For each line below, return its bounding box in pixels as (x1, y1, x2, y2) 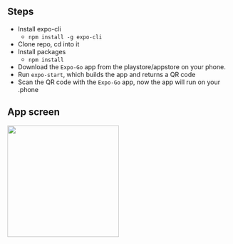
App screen (7, 106, 61, 118)
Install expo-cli (17, 24, 62, 33)
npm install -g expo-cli (28, 34, 103, 41)
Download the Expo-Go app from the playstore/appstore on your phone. (17, 62, 226, 71)
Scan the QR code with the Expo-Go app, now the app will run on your (17, 78, 221, 86)
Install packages (17, 47, 66, 56)
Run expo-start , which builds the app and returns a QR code (17, 70, 196, 78)
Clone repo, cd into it (17, 39, 80, 49)
